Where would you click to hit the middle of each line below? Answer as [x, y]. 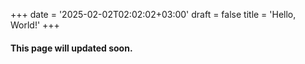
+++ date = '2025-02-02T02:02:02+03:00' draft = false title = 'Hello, [153, 14]
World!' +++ [35, 25]
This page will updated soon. [71, 48]
